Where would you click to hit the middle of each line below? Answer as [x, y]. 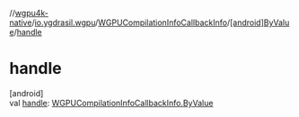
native [21, 22]
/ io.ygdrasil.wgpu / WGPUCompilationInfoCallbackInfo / [131, 22]
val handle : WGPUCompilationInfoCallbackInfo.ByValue [111, 103]
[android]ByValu [259, 22]
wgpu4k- [32, 13]
